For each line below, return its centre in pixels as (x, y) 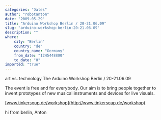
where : (12, 37)
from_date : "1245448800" (39, 55)
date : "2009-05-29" (25, 19)
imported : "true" (23, 64)
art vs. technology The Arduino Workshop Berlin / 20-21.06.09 (68, 79)
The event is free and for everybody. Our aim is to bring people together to (80, 88)
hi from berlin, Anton (26, 112)
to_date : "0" (27, 60)
